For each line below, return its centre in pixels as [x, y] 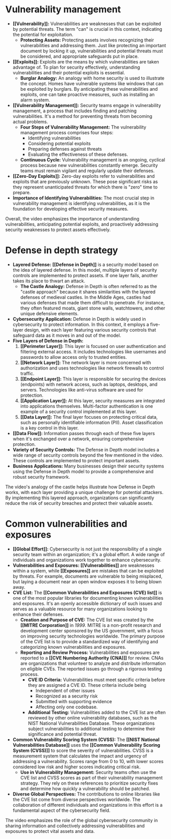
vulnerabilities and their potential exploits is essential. [69, 72]
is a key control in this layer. [50, 428]
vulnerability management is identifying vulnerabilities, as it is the [81, 203]
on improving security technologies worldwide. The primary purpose [92, 636]
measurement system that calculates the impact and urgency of [80, 756]
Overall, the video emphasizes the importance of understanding [72, 218]
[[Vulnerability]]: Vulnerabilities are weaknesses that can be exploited [87, 24]
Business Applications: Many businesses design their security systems [88, 466]
